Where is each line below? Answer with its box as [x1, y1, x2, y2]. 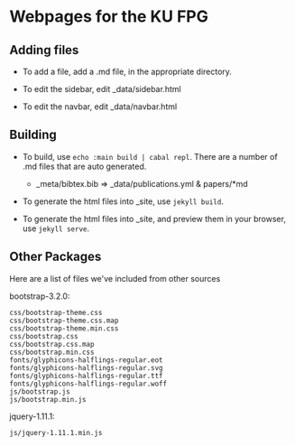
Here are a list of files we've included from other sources [9, 273, 221, 283]
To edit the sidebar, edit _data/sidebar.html [22, 84, 182, 94]
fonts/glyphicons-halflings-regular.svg [9, 363, 164, 372]
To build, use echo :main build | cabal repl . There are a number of [22, 151, 278, 162]
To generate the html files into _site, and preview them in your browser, [22, 213, 287, 224]
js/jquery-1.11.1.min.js [9, 428, 103, 437]
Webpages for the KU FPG [9, 6, 209, 27]
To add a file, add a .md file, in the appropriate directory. [22, 66, 233, 77]
